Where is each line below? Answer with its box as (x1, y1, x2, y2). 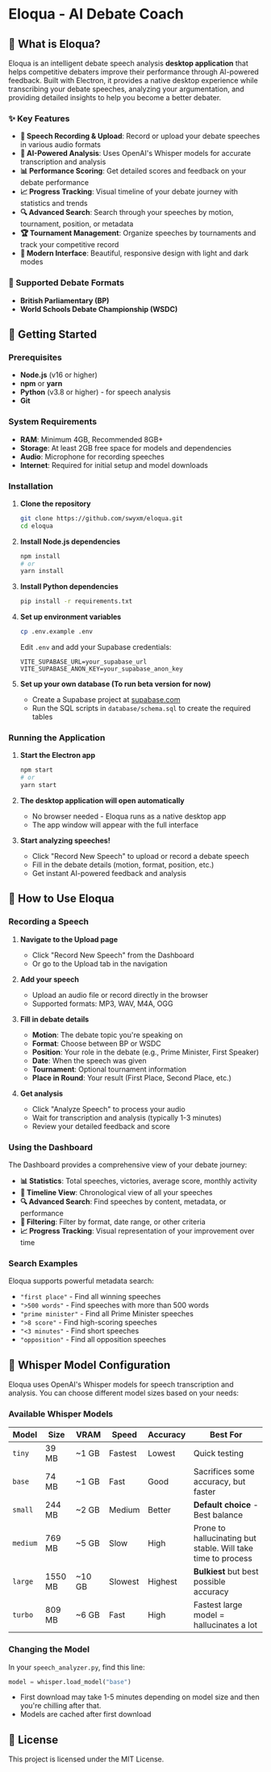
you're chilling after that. (19, 1701, 102, 1711)
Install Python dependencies (19, 582, 119, 591)
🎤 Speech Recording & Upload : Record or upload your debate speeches (19, 131, 261, 141)
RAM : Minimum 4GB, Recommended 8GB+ (19, 434, 164, 444)
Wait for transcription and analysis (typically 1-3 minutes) (31, 1113, 222, 1122)
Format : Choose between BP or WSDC (31, 1038, 161, 1048)
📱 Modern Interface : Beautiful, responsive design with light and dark (19, 248, 248, 259)
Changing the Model (8, 1644, 90, 1655)
